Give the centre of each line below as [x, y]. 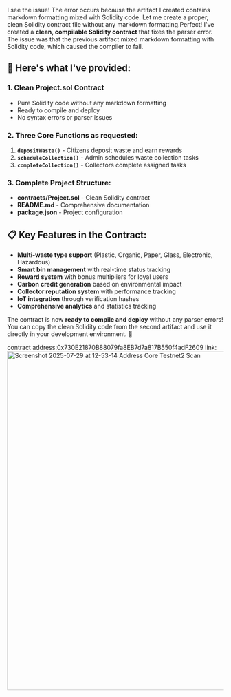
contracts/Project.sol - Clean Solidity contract [84, 198]
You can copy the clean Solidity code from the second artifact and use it [109, 327]
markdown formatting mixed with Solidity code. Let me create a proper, [108, 17]
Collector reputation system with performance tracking [97, 291]
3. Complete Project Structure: [59, 183]
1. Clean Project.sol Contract [56, 87]
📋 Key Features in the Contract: [77, 235]
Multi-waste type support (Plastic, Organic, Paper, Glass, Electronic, [115, 255]
